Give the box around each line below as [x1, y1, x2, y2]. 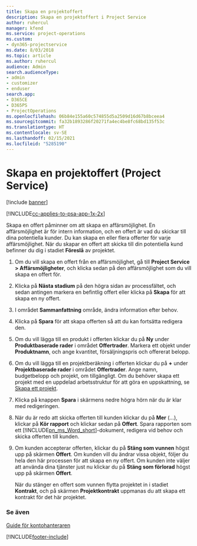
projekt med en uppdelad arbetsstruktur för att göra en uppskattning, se [14, 378, 190, 386]
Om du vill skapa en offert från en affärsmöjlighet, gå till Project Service [14, 258, 190, 265]
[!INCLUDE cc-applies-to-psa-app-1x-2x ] [6, 210, 106, 217]
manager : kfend [6, 25, 44, 31]
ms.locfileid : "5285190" [6, 140, 67, 147]
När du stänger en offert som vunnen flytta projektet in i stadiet [14, 481, 169, 488]
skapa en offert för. [14, 271, 62, 278]
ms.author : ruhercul [6, 58, 57, 64]
